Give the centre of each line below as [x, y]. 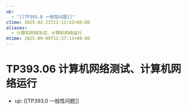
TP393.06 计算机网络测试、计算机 [89, 69]
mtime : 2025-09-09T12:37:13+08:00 [48, 38]
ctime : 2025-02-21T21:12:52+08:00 [48, 22]
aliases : [17, 28]
